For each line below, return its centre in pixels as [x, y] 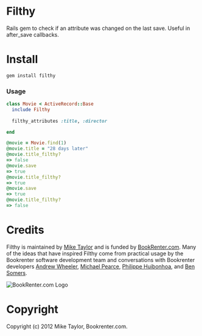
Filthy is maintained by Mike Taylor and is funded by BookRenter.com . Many [101, 247]
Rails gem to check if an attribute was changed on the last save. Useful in [98, 28]
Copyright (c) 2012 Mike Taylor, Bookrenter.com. [67, 326]
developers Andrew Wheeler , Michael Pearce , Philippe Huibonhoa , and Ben [101, 266]
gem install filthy [31, 75]
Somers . [17, 272]
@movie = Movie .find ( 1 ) [37, 143]
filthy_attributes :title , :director [60, 121]
